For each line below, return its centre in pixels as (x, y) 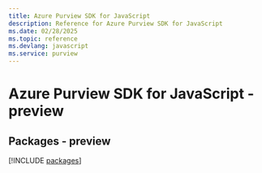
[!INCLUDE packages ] (45, 160)
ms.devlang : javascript (49, 46)
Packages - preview (60, 141)
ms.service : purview (43, 54)
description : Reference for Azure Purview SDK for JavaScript (116, 24)
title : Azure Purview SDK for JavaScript (79, 16)
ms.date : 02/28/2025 (43, 31)
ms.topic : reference (43, 39)
